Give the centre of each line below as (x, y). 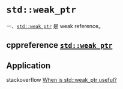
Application (28, 65)
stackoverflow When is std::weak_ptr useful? (61, 80)
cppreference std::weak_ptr (59, 45)
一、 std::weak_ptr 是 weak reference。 (55, 26)
